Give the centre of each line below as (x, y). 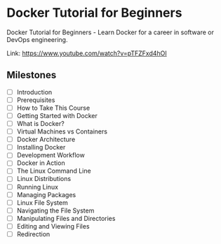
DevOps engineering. (37, 39)
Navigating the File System (55, 210)
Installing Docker (41, 148)
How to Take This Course (53, 108)
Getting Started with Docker (57, 115)
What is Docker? (40, 123)
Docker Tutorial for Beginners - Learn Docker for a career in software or (110, 32)
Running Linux (38, 187)
